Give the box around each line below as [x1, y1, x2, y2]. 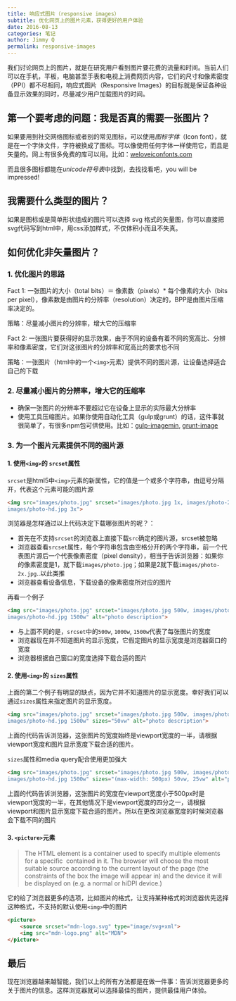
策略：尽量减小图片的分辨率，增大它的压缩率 [7, 319, 137, 328]
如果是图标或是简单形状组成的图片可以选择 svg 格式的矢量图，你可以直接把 [7, 215, 225, 223]
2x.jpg [17, 571, 37, 578]
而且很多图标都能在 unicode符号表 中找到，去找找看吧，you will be [7, 165, 197, 173]
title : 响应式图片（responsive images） [7, 10, 120, 18]
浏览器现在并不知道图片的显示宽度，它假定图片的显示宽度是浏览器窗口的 [17, 636, 227, 645]
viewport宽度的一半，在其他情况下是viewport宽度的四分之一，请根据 [7, 797, 206, 807]
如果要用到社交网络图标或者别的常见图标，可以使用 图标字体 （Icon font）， [7, 132, 221, 141]
